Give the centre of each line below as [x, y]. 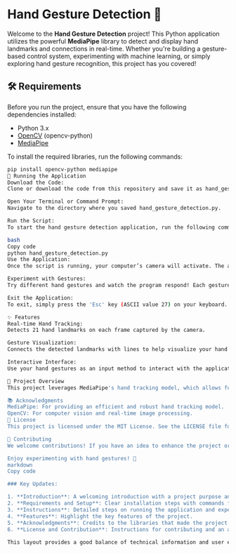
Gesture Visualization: [42, 343]
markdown [20, 465]
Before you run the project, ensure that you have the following [97, 107]
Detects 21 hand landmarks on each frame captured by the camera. [106, 330]
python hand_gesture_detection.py [58, 253]
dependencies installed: [42, 114]
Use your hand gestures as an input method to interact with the [105, 368]
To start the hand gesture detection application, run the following [111, 227]
